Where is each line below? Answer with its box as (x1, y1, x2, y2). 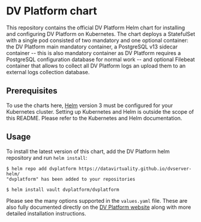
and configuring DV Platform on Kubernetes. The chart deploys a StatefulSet (6, 30, 196, 37)
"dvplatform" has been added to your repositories (6, 176, 136, 182)
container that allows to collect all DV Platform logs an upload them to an (6, 62, 186, 69)
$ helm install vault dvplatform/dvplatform (6, 187, 119, 193)
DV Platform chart (6, 4, 97, 18)
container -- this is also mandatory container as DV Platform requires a (6, 49, 181, 56)
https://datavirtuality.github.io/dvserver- (79, 166, 192, 172)
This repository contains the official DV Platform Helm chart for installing (6, 24, 185, 31)
